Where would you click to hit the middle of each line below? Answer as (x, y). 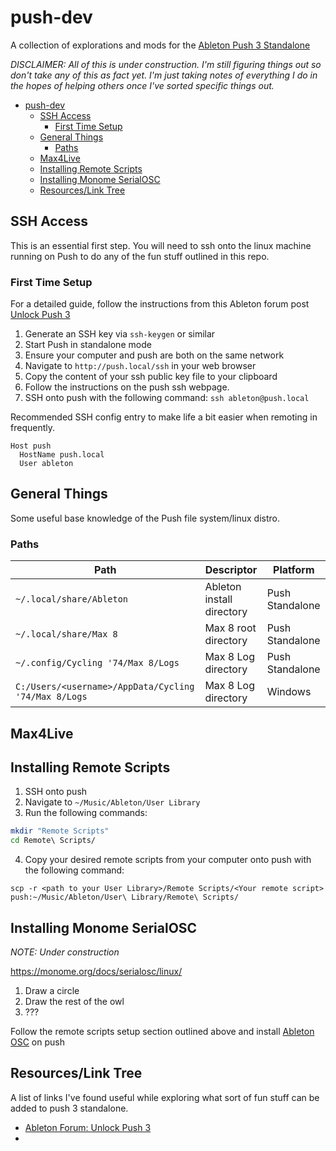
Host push (31, 446)
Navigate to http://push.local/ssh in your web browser (140, 366)
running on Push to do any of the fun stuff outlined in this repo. (140, 256)
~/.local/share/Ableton (72, 599)
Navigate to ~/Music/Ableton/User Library (112, 802)
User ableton (46, 464)
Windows (289, 692)
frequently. (32, 428)
